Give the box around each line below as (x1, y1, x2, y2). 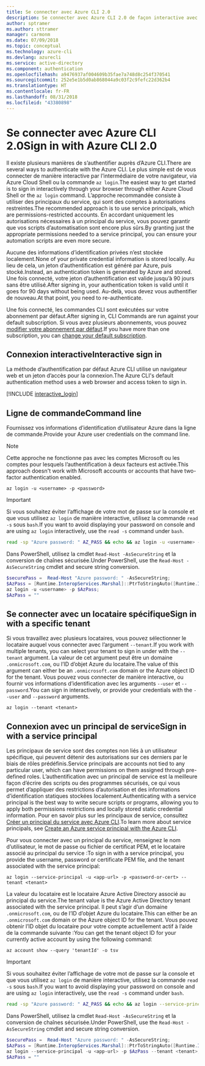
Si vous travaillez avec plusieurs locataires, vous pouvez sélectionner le (6, 635, 187, 642)
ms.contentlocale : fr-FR (6, 88, 70, 95)
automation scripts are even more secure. (6, 237, 111, 244)
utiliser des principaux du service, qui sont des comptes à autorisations (6, 198, 186, 205)
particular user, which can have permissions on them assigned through (6, 767, 185, 774)
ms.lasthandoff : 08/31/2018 (6, 94, 78, 100)
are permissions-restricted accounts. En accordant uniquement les (6, 211, 174, 218)
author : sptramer (6, 20, 51, 26)
